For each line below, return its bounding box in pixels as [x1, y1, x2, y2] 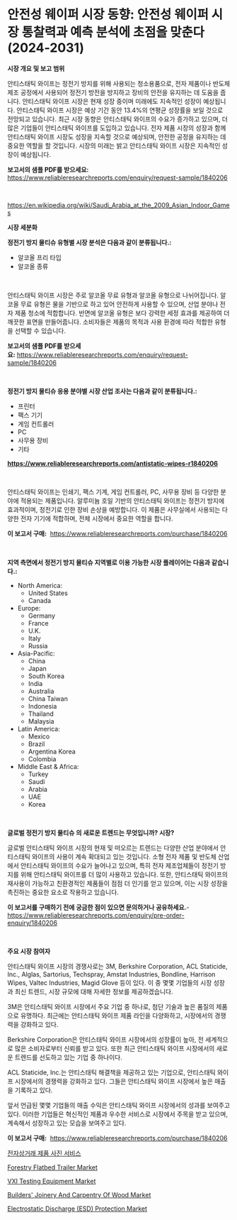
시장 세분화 [7, 223, 37, 232]
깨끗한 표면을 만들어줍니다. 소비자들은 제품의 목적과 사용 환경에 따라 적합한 [7, 317, 214, 326]
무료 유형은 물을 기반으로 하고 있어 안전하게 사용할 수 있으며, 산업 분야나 [20, 300, 219, 308]
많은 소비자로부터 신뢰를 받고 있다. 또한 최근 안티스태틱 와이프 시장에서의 [14, 1044, 215, 1052]
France [28, 619, 50, 627]
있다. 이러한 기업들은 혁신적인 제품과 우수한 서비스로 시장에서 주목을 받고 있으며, [7, 1109, 229, 1118]
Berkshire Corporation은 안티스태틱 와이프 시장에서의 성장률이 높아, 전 [7, 1035, 204, 1044]
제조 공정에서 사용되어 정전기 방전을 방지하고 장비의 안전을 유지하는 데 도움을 [7, 88, 219, 97]
